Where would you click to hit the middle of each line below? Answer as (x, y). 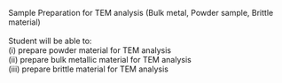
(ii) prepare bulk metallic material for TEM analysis (100, 60)
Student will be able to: (50, 41)
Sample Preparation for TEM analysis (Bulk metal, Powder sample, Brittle (141, 13)
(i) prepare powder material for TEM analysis (90, 50)
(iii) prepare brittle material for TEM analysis (89, 69)
